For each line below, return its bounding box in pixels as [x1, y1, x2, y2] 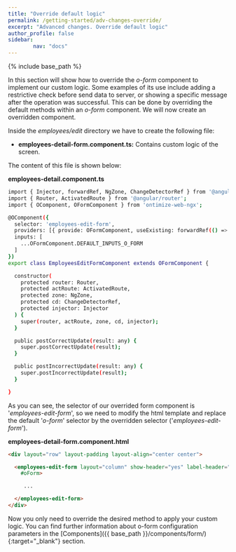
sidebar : [8, 36, 34, 43]
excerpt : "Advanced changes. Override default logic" [8, 23, 169, 30]
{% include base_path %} [8, 62, 82, 70]
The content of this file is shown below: [8, 161, 122, 169]
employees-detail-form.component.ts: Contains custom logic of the [18, 140, 219, 148]
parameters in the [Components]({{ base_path [8, 529, 141, 537]
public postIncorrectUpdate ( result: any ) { [14, 363, 143, 370]
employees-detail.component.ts [8, 175, 104, 183]
